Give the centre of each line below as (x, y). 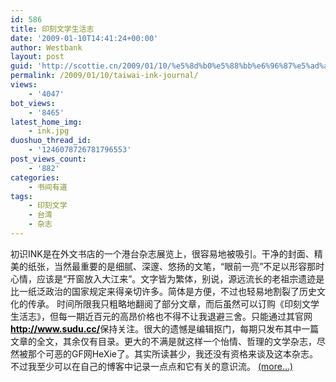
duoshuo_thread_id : (51, 141)
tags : (21, 196)
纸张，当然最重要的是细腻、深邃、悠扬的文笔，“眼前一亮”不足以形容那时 (176, 266)
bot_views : (33, 103)
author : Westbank (46, 47)
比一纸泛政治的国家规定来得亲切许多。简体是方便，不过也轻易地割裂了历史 (163, 291)
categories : (35, 177)
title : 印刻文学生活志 (52, 29)
